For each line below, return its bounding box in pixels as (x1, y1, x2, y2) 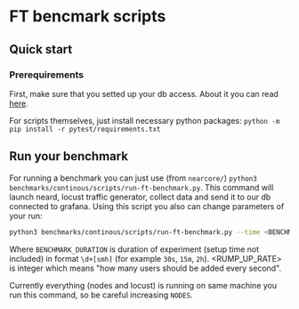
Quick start (9, 42, 73, 57)
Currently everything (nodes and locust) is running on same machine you (9, 280, 278, 290)
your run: (9, 210, 43, 221)
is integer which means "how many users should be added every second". (9, 263, 282, 273)
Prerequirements (9, 69, 85, 81)
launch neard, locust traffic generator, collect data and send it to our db (9, 191, 271, 202)
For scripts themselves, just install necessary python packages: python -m (9, 115, 280, 126)
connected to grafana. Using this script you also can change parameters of (9, 200, 285, 211)
